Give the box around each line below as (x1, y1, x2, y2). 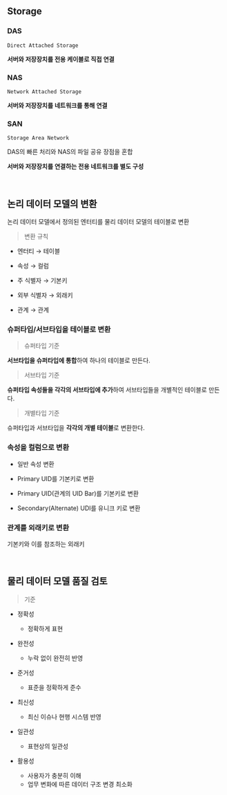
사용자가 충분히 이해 (27, 771, 81, 780)
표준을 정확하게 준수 (27, 683, 81, 691)
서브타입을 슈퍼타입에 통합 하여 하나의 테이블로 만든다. (7, 356, 150, 365)
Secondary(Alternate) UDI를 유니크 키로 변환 (17, 504, 141, 512)
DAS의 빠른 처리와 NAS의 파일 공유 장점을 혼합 (7, 148, 133, 156)
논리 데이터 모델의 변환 (7, 198, 98, 209)
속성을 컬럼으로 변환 (7, 442, 70, 452)
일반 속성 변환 (17, 460, 55, 468)
